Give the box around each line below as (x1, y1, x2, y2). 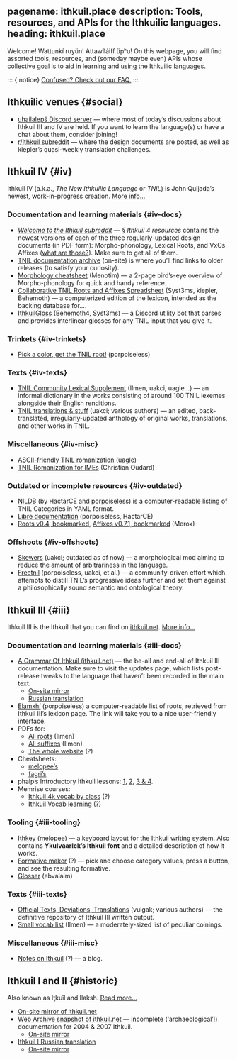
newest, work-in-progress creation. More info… (7, 192, 146, 201)
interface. (17, 717, 46, 726)
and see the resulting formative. (17, 863, 111, 872)
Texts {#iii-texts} (7, 889, 67, 899)
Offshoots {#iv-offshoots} (7, 537, 99, 547)
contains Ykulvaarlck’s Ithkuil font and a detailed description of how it (17, 841, 225, 850)
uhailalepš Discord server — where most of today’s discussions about (17, 115, 221, 123)
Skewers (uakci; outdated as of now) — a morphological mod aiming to (17, 553, 225, 562)
